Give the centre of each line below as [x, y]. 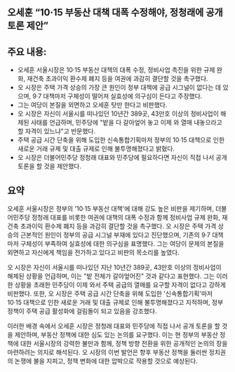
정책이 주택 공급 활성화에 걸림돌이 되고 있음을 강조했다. [82, 311]
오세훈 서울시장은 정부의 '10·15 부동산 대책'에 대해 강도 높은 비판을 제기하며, [110, 209]
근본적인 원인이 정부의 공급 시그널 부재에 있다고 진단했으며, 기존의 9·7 [115, 235]
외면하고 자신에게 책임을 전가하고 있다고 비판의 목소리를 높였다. [94, 253]
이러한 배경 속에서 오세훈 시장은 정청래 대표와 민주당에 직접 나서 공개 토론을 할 [114, 326]
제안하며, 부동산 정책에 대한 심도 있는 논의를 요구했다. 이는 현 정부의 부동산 [116, 335]
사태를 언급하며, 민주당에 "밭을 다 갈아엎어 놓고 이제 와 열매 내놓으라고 [126, 123]
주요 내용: [27, 51]
